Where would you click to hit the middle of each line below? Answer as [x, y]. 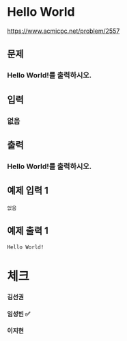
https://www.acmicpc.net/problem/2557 [63, 31]
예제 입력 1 [28, 191]
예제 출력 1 [28, 231]
